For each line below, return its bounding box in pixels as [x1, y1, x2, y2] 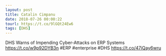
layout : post [5, 7, 33, 12]
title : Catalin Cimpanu [5, 12, 56, 17]
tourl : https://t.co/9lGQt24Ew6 [5, 21, 73, 26]
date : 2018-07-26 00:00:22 [5, 16, 62, 21]
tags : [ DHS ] [5, 26, 30, 31]
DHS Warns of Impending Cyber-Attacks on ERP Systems [5, 39, 125, 45]
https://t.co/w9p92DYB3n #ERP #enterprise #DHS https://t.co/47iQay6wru [5, 45, 161, 51]
